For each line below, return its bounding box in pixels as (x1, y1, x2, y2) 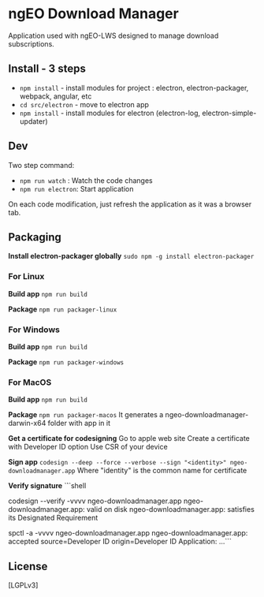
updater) (19, 116, 49, 126)
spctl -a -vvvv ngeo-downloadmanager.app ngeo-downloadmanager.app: (8, 528, 248, 538)
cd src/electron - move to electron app (19, 99, 150, 109)
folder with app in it (47, 419, 111, 428)
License (8, 559, 48, 573)
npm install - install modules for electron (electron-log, (19, 108, 201, 118)
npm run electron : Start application (19, 184, 134, 193)
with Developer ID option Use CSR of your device (8, 442, 168, 452)
